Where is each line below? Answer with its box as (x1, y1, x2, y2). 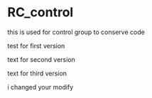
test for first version (7, 41, 65, 50)
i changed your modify (7, 82, 74, 91)
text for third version (7, 69, 67, 77)
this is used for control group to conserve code (7, 28, 146, 36)
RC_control (7, 4, 74, 21)
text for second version (7, 55, 76, 64)
